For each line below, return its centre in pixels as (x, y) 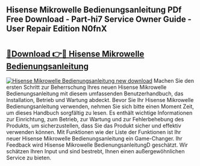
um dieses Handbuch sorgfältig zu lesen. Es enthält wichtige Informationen (99, 113)
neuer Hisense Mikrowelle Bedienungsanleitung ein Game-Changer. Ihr (94, 139)
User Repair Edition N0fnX (57, 29)
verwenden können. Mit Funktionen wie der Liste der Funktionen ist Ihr (94, 132)
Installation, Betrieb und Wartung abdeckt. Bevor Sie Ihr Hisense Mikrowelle (100, 100)
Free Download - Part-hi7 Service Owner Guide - (99, 20)
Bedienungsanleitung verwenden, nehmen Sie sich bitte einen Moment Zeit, (100, 106)
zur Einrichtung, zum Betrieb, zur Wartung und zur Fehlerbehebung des (95, 119)
